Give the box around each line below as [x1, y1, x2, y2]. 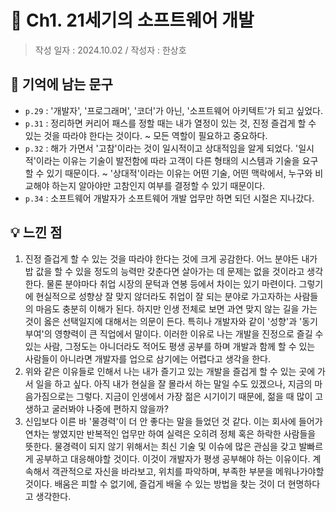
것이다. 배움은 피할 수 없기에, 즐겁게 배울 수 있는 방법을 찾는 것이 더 [24, 477, 286, 490]
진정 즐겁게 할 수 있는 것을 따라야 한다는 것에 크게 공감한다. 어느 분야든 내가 [24, 252, 318, 265]
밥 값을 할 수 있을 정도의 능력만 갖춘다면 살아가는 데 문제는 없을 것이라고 [24, 265, 305, 277]
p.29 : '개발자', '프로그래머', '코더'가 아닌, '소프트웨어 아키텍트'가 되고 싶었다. [24, 104, 323, 116]
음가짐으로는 [24, 390, 75, 402]
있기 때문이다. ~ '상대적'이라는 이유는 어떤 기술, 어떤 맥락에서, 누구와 [46, 167, 313, 179]
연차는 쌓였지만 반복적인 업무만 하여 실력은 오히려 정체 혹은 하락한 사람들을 [24, 427, 317, 440]
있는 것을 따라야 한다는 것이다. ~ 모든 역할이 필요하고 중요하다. [24, 129, 268, 141]
